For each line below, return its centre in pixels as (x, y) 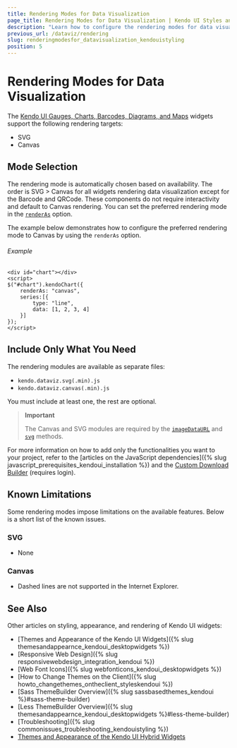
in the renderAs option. (40, 214)
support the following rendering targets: (65, 123)
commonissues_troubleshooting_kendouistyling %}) (93, 729)
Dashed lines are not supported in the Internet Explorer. (98, 586)
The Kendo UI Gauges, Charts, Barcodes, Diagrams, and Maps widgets (110, 116)
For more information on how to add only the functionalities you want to (111, 450)
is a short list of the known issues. (57, 519)
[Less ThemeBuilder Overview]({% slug (75, 706)
